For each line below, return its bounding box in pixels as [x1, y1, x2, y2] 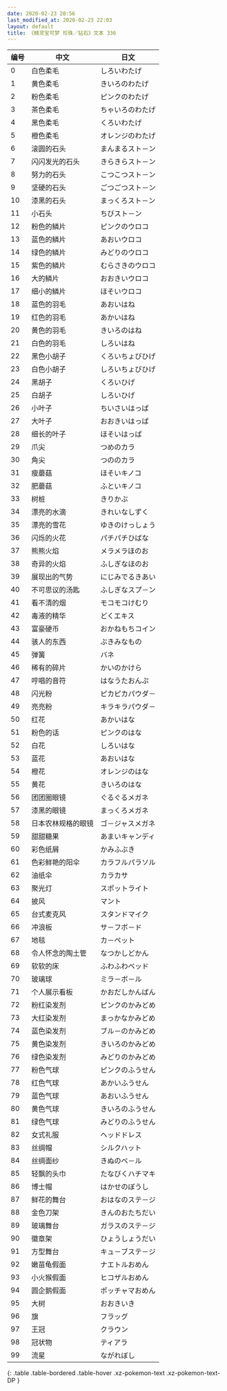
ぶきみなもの [100, 637, 143, 647]
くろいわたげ [100, 118, 143, 128]
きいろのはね [100, 326, 143, 336]
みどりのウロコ [100, 248, 150, 257]
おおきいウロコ [100, 274, 150, 284]
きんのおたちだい [100, 1208, 157, 1218]
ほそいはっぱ [100, 430, 143, 439]
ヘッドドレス [100, 1130, 143, 1140]
